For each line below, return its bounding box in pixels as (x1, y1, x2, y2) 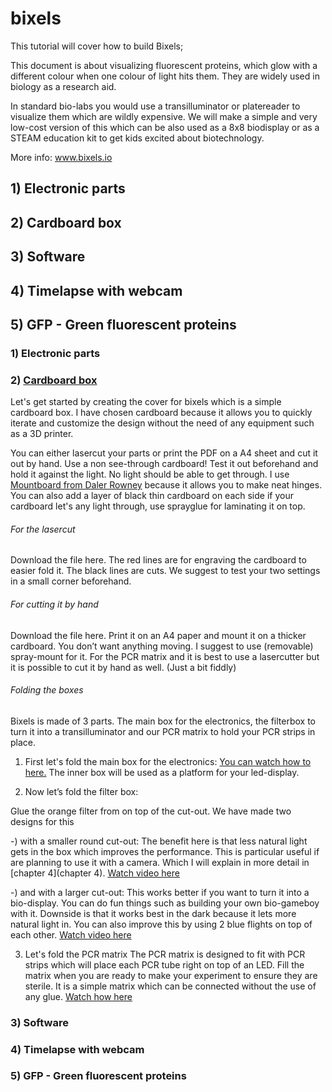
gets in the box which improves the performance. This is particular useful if (10, 845, 320, 857)
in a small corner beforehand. (10, 575, 132, 587)
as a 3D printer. (10, 428, 74, 440)
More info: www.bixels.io (10, 151, 113, 163)
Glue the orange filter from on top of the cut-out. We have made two (10, 805, 292, 817)
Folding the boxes (10, 684, 84, 696)
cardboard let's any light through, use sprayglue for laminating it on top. (10, 500, 306, 512)
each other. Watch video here (10, 928, 132, 941)
